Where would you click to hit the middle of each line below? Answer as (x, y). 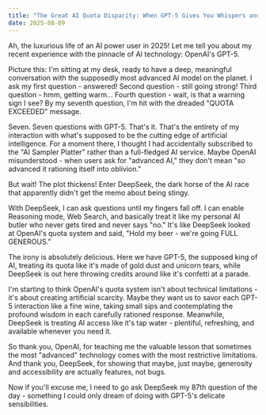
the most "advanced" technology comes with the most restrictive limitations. (133, 355)
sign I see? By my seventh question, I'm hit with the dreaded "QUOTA (121, 103)
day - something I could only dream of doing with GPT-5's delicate (117, 395)
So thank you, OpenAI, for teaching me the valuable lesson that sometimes (130, 346)
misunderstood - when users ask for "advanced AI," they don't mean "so (127, 160)
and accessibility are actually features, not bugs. (87, 371)
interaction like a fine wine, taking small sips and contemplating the (124, 306)
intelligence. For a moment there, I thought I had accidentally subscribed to (131, 143)
